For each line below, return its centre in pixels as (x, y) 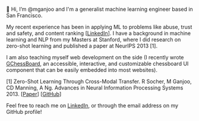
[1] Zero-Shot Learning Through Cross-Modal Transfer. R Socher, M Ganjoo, (99, 81)
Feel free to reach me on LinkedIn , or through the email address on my (92, 106)
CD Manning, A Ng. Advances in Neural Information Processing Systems (95, 88)
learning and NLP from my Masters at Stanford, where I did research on (94, 39)
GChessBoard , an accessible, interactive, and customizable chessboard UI (97, 63)
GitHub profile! (24, 112)
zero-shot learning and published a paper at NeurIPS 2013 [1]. (82, 46)
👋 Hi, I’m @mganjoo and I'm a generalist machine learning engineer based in (99, 9)
